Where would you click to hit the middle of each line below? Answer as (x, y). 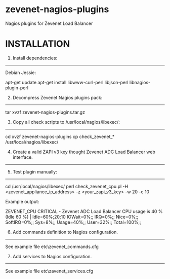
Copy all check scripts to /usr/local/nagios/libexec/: (66, 122)
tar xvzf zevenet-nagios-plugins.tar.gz (45, 112)
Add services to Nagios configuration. (52, 256)
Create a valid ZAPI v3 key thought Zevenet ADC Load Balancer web (84, 152)
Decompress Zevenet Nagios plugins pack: (57, 97)
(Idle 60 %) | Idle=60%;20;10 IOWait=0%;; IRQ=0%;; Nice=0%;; (72, 217)
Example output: (22, 201)
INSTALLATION (37, 44)
